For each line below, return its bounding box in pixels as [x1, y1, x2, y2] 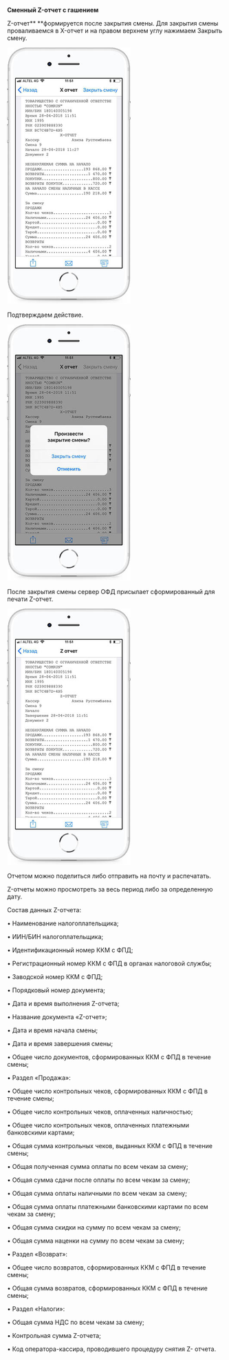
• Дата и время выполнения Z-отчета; [7, 1000, 120, 1007]
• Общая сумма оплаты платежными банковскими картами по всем [7, 1203, 208, 1210]
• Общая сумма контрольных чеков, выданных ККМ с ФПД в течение [7, 1142, 213, 1150]
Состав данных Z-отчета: [7, 906, 81, 914]
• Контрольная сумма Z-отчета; [7, 1332, 102, 1339]
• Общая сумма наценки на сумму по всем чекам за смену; [7, 1236, 184, 1245]
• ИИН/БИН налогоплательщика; [7, 933, 104, 940]
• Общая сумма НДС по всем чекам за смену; [7, 1318, 144, 1326]
